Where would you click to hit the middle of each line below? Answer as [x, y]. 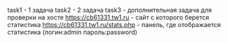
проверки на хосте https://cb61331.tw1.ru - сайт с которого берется [108, 17]
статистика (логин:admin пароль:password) [72, 32]
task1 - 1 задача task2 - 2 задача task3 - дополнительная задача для [110, 10]
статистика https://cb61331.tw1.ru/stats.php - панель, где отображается [114, 25]
